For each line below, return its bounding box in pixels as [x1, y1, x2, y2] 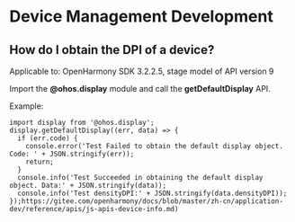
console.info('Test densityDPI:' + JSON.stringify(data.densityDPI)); [17, 189, 288, 198]
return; [25, 157, 54, 166]
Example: [9, 101, 44, 111]
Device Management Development [9, 6, 274, 27]
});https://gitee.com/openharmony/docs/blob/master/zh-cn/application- [9, 197, 283, 206]
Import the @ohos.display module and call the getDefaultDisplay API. [9, 84, 272, 93]
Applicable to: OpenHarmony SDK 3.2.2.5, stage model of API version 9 [9, 66, 274, 76]
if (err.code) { [17, 134, 78, 143]
